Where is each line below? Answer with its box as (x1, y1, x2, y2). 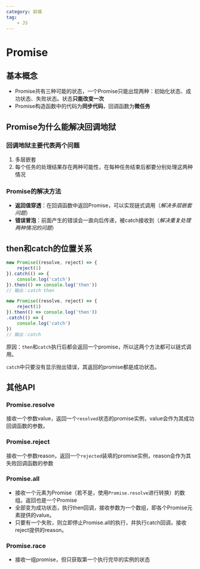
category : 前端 (6, 8, 42, 15)
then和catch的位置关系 (6, 243, 93, 254)
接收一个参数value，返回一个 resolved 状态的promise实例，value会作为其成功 (6, 415, 195, 422)
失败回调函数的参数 (6, 459, 54, 466)
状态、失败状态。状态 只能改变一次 (20, 95, 104, 102)
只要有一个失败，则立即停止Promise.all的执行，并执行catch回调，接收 (14, 519, 187, 526)
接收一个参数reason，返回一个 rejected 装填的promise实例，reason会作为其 (6, 452, 192, 459)
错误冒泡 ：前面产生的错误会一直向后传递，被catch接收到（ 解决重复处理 (14, 217, 191, 224)
